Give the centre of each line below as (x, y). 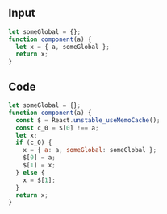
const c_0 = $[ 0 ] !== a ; (57, 128)
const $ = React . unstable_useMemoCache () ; (88, 120)
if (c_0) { (34, 143)
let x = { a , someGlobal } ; (63, 47)
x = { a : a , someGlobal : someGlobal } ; (90, 150)
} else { (30, 172)
